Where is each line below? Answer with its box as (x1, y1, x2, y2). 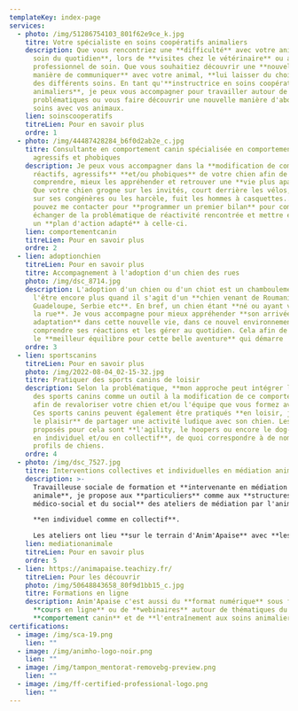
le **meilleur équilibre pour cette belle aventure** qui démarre (32, 334, 284, 343)
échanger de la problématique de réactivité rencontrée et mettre (32, 210, 284, 220)
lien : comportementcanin (25, 227, 117, 236)
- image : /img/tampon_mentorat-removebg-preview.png (17, 663, 216, 672)
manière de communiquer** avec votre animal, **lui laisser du (32, 71, 272, 80)
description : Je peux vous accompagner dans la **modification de (25, 161, 276, 170)
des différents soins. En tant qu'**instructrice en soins (32, 79, 255, 88)
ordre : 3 (25, 342, 58, 351)
